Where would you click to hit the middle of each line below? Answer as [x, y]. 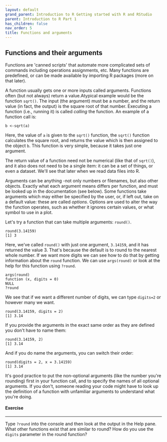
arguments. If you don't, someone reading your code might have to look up [82, 386]
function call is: [21, 117]
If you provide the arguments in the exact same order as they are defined [80, 325]
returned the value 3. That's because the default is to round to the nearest [81, 250]
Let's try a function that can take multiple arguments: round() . [68, 222]
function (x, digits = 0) [32, 279]
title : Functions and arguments [39, 33]
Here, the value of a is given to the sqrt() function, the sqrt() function [78, 135]
